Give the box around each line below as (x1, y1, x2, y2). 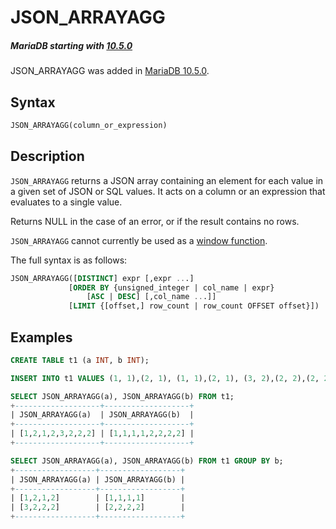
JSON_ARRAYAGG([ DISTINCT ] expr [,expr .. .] (10, 273, 195, 283)
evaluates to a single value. (10, 196, 123, 208)
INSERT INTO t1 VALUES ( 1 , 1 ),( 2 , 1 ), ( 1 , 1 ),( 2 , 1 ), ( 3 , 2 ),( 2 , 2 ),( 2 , (10, 373, 320, 383)
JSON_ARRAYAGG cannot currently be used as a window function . (10, 234, 268, 246)
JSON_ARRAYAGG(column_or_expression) (10, 120, 168, 130)
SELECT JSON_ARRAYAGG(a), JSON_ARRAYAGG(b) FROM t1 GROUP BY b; (10, 456, 284, 466)
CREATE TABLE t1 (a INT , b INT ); (10, 355, 150, 365)
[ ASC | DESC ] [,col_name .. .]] (86, 292, 217, 302)
